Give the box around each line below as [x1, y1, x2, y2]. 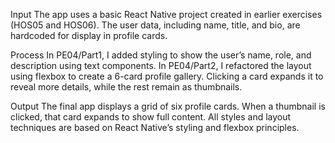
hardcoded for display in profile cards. [10, 30, 168, 41]
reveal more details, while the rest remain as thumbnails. [10, 81, 243, 93]
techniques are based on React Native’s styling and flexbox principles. [10, 122, 300, 133]
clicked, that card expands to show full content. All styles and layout [10, 111, 292, 123]
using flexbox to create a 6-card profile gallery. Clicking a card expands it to [10, 70, 324, 82]
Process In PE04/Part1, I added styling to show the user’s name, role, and [10, 49, 312, 61]
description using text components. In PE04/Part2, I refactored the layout [10, 60, 312, 71]
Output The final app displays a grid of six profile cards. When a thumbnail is [10, 100, 326, 112]
